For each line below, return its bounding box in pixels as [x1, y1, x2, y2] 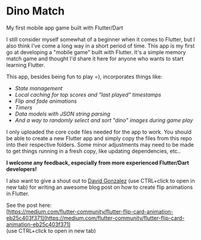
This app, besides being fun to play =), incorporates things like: [6, 73, 163, 80]
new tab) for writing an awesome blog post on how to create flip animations [6, 183, 193, 191]
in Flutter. [6, 189, 30, 197]
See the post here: [6, 202, 52, 209]
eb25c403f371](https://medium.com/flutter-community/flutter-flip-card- [6, 214, 185, 221]
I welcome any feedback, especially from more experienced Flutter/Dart [6, 159, 190, 166]
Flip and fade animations [14, 97, 77, 105]
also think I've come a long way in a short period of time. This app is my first [6, 42, 195, 49]
